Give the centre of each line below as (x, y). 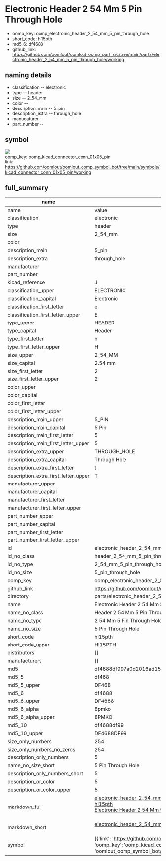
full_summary (27, 188)
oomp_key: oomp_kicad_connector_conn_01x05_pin (58, 157)
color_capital (22, 395)
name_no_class (25, 613)
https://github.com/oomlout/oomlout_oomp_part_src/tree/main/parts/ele (86, 54)
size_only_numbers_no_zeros (41, 750)
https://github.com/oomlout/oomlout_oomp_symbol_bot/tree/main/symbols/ (82, 167)
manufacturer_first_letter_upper (44, 508)
